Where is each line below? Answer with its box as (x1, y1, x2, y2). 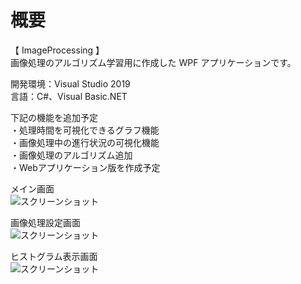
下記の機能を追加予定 (10, 111, 98, 123)
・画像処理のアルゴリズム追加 (10, 149, 133, 161)
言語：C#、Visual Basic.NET (10, 90, 128, 102)
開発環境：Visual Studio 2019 (10, 77, 131, 90)
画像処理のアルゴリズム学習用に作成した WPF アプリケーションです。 (10, 56, 297, 68)
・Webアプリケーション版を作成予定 (10, 161, 161, 173)
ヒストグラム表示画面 (10, 250, 98, 262)
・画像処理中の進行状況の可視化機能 (10, 136, 160, 148)
